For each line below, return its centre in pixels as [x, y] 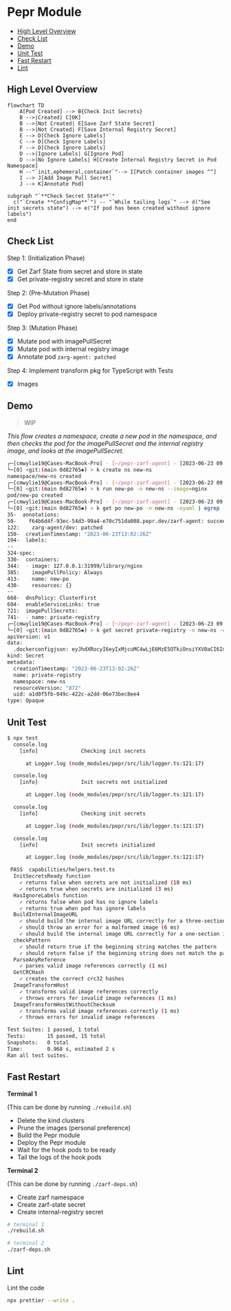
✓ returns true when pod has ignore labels [83, 908]
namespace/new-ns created [44, 476]
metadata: [21, 662]
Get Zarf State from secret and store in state [80, 271]
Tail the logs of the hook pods [59, 1157]
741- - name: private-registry [53, 617]
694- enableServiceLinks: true [53, 604]
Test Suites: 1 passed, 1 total [53, 1030]
